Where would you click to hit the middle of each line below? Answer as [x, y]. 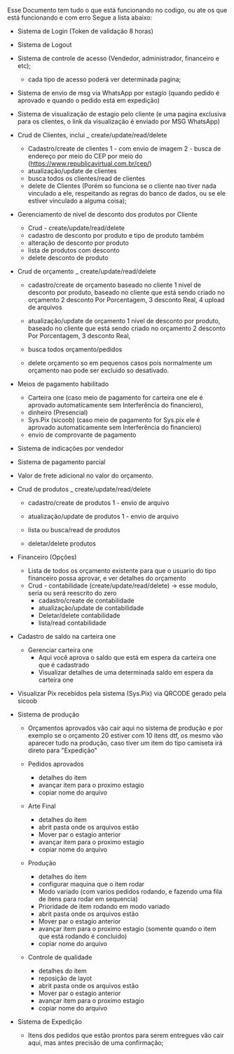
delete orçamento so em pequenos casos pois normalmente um [120, 363]
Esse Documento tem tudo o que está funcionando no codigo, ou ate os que [117, 10]
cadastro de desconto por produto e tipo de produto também [116, 235]
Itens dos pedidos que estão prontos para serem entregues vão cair [126, 1035]
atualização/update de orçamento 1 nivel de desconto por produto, [124, 321]
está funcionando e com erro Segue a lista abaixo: [80, 18]
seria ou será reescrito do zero [72, 593]
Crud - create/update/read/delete [76, 228]
